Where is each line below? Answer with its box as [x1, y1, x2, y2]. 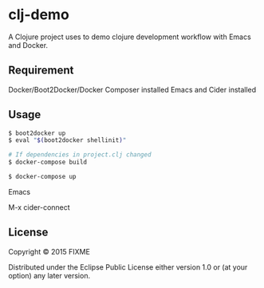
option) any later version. [8, 270, 90, 280]
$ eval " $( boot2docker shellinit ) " [8, 136, 127, 144]
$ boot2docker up [8, 129, 66, 137]
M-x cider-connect [8, 202, 70, 212]
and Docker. [8, 40, 49, 49]
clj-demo [8, 6, 69, 24]
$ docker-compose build [8, 158, 88, 167]
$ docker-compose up [8, 173, 77, 181]
